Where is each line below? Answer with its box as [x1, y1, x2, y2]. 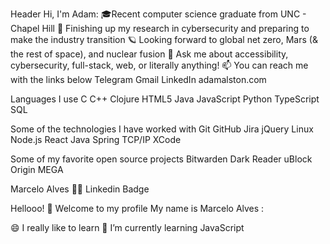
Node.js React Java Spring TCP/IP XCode [10, 134, 182, 145]
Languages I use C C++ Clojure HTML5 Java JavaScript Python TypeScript [10, 93, 320, 105]
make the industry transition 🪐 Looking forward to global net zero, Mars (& [10, 34, 318, 45]
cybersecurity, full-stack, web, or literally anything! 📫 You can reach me [10, 59, 309, 71]
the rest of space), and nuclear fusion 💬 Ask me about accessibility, [10, 48, 289, 60]
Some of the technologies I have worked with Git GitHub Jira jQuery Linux [10, 123, 314, 135]
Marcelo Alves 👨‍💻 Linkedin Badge [10, 183, 150, 195]
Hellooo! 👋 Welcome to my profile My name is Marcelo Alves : [10, 203, 265, 214]
